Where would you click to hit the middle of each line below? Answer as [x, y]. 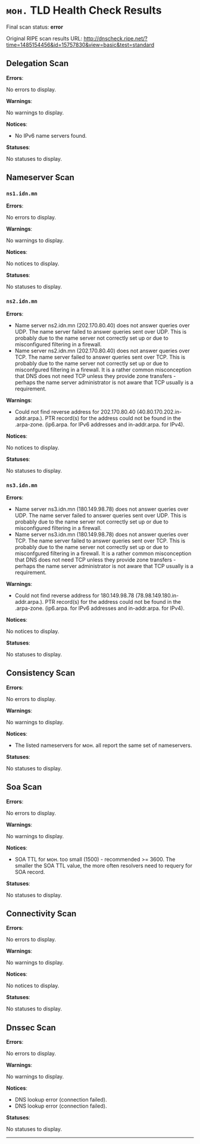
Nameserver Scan [40, 177]
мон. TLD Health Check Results [84, 10]
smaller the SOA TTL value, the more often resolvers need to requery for [103, 866]
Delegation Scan [37, 63]
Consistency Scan [41, 673]
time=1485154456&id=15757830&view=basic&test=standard [80, 45]
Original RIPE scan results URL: [44, 38]
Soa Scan [24, 787]
